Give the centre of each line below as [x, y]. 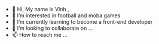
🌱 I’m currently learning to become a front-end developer [82, 22]
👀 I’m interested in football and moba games [66, 15]
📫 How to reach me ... [39, 35]
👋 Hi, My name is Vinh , [40, 9]
